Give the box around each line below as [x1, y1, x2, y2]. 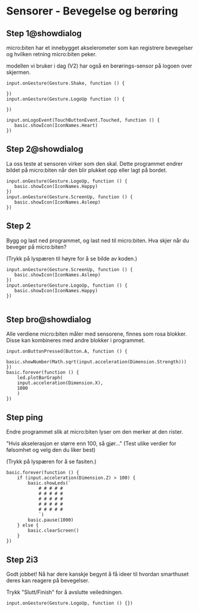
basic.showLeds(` [28, 480, 71, 486]
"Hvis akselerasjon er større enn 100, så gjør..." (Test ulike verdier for [6, 440, 177, 447]
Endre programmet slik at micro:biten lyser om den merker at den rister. [6, 428, 183, 436]
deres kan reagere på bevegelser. [6, 577, 90, 584]
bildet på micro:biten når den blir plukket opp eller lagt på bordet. [6, 166, 167, 173]
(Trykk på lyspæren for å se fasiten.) [6, 458, 97, 465]
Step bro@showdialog [6, 314, 91, 325]
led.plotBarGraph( [17, 375, 63, 381]
